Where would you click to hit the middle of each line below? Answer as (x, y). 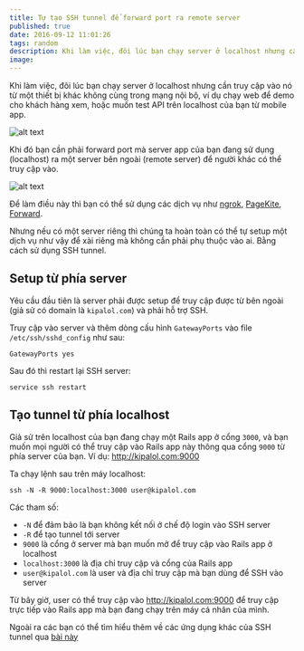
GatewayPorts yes (42, 354)
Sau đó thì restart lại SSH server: (70, 370)
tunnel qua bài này (44, 637)
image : (22, 60)
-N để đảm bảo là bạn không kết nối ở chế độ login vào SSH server (147, 524)
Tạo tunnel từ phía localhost (90, 415)
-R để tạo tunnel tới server (71, 534)
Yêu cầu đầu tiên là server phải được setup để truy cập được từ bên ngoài (147, 301)
